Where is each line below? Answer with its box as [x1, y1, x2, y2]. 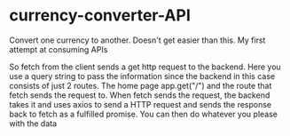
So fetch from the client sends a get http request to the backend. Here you [9, 61, 281, 72]
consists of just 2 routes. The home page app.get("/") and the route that [9, 80, 272, 91]
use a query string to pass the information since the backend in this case [9, 70, 276, 81]
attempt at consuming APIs [9, 44, 108, 54]
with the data [9, 117, 58, 129]
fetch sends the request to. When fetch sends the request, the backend [9, 90, 270, 100]
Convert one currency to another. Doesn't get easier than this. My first [9, 35, 266, 45]
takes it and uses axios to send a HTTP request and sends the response [9, 99, 272, 109]
